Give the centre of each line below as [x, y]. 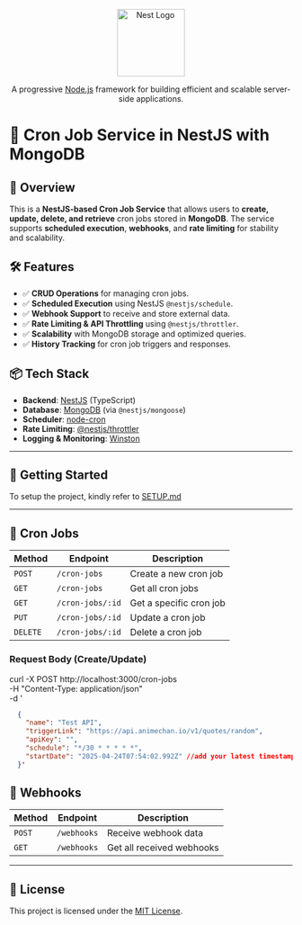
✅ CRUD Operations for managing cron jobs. [106, 293]
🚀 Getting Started [59, 476]
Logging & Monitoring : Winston [81, 438]
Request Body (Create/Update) [78, 660]
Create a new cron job [177, 574]
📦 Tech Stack [49, 374]
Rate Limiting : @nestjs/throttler [80, 428]
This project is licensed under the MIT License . [96, 911]
